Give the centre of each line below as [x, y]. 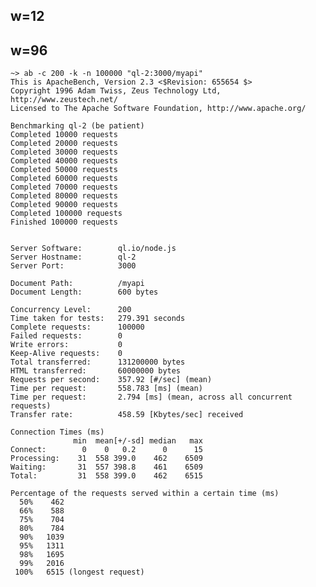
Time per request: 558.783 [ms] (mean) [106, 389]
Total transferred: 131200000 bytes [98, 362]
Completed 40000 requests [64, 161]
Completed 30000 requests [64, 152]
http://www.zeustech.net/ [64, 100]
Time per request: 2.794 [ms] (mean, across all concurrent [151, 397]
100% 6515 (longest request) [79, 572]
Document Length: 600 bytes [84, 292]
